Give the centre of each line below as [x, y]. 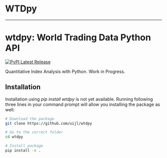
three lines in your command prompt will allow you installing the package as [83, 104]
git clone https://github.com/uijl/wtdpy [49, 123]
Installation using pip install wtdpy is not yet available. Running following [79, 99]
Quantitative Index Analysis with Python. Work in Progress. [65, 71]
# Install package [24, 146]
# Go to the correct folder [34, 132]
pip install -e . [23, 151]
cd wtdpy [14, 137]
